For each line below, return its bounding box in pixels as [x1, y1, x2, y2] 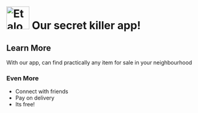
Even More [6, 74, 39, 82]
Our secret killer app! [31, 19, 141, 33]
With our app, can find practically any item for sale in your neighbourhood [6, 59, 193, 66]
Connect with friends [15, 88, 68, 95]
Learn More [6, 43, 51, 53]
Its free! [15, 101, 35, 108]
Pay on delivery [15, 94, 55, 101]
